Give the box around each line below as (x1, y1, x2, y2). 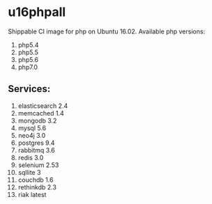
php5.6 (17, 55, 39, 63)
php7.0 (17, 63, 38, 71)
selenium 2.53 (17, 161, 59, 169)
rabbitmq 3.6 (17, 146, 55, 154)
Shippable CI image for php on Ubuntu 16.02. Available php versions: (8, 27, 205, 36)
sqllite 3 (17, 168, 41, 176)
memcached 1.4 (17, 109, 65, 117)
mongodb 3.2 (17, 116, 57, 125)
